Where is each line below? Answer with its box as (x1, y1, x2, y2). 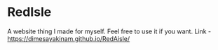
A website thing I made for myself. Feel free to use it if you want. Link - (7, 27, 212, 35)
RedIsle (7, 4, 52, 20)
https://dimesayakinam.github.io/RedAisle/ (7, 34, 130, 42)
